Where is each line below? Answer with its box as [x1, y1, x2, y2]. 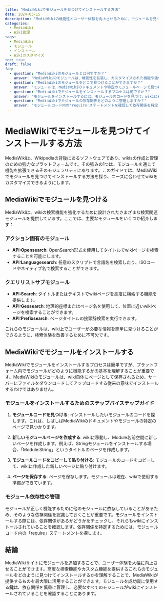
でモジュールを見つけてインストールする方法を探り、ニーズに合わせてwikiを [5, 173, 158, 179]
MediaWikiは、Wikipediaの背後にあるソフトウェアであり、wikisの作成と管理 [5, 155, 159, 161]
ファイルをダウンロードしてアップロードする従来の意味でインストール [18, 380, 159, 386]
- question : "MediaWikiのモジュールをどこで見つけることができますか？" [9, 80, 143, 85]
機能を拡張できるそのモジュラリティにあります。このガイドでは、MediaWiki [5, 167, 158, 173]
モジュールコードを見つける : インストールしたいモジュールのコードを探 [12, 412, 155, 418]
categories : [5, 21, 29, 26]
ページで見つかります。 [12, 424, 60, 430]
